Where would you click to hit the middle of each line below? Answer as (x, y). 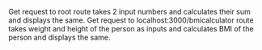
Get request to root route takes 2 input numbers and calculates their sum (129, 12)
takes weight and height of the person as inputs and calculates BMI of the (131, 29)
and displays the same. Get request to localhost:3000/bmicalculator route (131, 20)
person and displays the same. (59, 37)
